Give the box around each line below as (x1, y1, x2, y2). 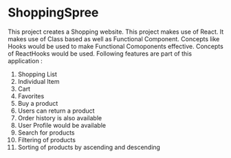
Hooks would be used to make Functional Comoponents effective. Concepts (8, 42, 224, 50)
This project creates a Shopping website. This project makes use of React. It (8, 27, 224, 36)
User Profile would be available (17, 121, 106, 129)
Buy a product (17, 99, 58, 107)
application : (8, 56, 43, 65)
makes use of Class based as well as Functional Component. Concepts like (8, 34, 220, 43)
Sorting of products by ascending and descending (17, 143, 161, 151)
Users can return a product (17, 106, 95, 115)
